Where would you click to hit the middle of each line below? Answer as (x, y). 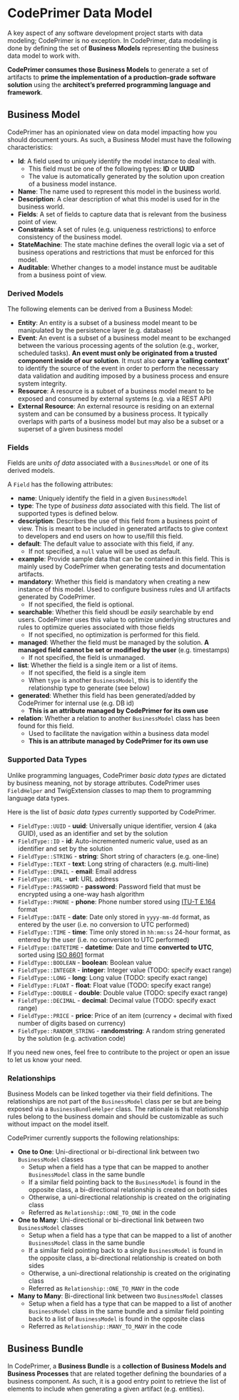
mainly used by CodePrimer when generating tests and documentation (122, 566)
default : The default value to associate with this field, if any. (106, 544)
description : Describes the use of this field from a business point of (117, 521)
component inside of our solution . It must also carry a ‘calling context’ (123, 361)
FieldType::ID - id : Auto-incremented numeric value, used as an (113, 841)
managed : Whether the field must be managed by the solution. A (113, 642)
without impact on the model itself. (58, 1124)
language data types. (39, 798)
